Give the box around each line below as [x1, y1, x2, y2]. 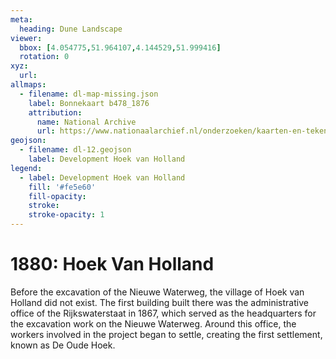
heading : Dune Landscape [19, 24, 123, 34]
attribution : [28, 107, 83, 118]
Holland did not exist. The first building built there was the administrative [10, 296, 309, 308]
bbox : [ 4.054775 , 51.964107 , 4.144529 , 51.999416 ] [19, 42, 222, 53]
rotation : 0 [19, 52, 70, 62]
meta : [10, 14, 33, 25]
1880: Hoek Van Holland [10, 253, 215, 276]
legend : [10, 163, 43, 173]
